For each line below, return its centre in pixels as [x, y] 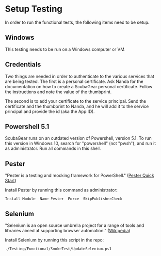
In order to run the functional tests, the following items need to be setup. [77, 22]
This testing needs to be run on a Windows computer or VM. [65, 49]
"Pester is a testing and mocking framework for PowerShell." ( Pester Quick [80, 176]
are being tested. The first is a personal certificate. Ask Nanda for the [74, 81]
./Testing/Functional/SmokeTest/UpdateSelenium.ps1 [58, 249]
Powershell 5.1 [27, 126]
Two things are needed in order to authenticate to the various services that [80, 76]
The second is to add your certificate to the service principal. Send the [76, 101]
